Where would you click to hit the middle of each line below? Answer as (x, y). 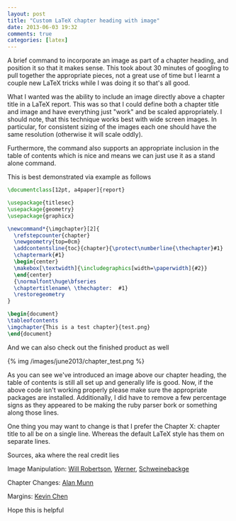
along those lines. (33, 413)
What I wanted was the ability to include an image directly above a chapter (116, 97)
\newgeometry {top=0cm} (47, 242)
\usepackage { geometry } (41, 209)
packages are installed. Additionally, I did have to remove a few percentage (117, 397)
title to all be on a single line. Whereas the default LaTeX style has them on (116, 434)
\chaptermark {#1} (39, 255)
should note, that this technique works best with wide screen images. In (112, 119)
